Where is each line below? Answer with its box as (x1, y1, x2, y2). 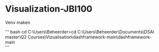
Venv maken (5, 19, 31, 25)
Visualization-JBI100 (5, 3, 93, 15)
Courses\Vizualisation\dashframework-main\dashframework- (28, 34, 152, 40)
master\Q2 (5, 34, 27, 40)
